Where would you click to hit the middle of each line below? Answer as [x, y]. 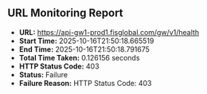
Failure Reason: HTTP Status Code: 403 [85, 83]
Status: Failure [43, 74]
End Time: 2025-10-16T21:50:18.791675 [84, 49]
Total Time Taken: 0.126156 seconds [79, 57]
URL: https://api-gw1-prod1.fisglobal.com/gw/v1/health [109, 32]
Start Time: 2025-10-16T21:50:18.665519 [86, 41]
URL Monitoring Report [66, 13]
